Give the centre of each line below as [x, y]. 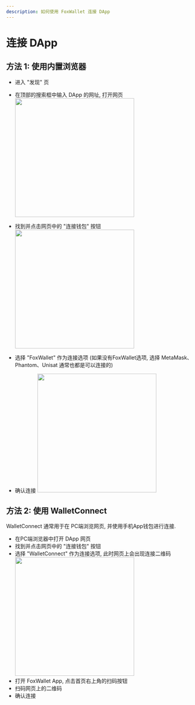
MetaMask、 [177, 358]
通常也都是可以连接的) [86, 365]
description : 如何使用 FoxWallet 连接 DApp [58, 12]
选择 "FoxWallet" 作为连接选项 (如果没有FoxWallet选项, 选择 [87, 358]
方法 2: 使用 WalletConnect [56, 511]
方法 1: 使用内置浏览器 [46, 67]
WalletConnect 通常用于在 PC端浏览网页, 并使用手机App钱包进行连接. [91, 526]
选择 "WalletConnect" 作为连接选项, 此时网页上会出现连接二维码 [93, 554]
